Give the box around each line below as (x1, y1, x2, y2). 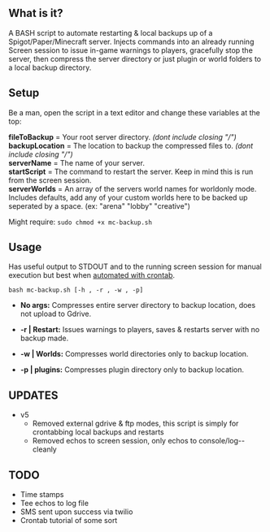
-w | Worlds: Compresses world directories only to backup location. (20, 349, 249, 359)
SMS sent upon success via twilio (20, 507, 133, 517)
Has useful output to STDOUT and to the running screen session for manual (8, 262, 262, 271)
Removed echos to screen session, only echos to (32, 436, 198, 446)
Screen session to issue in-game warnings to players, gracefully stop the (8, 45, 254, 55)
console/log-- (198, 436, 246, 446)
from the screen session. (8, 175, 92, 185)
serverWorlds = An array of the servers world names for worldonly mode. (8, 184, 257, 193)
